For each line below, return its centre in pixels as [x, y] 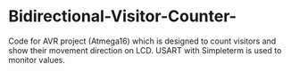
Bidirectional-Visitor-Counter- [123, 16]
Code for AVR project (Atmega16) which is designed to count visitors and [142, 41]
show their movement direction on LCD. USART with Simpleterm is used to [145, 50]
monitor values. [37, 60]
